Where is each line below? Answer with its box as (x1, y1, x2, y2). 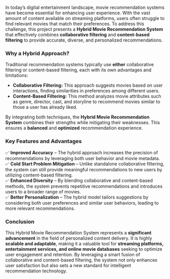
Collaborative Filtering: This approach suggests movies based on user (12, 82, 163, 89)
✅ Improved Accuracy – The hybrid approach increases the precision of (5, 149, 158, 155)
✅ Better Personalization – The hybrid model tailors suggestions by (5, 194, 148, 200)
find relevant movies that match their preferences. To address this (5, 21, 144, 27)
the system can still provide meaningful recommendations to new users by (5, 166, 162, 172)
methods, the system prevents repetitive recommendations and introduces (5, 183, 163, 189)
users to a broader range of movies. (5, 188, 81, 194)
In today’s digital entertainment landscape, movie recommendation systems (5, 5, 165, 10)
